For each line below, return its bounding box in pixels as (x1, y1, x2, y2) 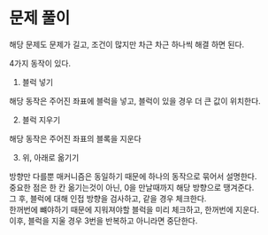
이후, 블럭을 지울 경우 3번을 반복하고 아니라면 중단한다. (9, 215, 198, 226)
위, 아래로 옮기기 (21, 152, 80, 162)
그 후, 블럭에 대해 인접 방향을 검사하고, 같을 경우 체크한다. (9, 192, 207, 204)
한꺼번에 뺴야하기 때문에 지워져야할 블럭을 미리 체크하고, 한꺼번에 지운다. (9, 204, 259, 215)
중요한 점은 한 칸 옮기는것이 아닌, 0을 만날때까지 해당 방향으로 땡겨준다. (9, 182, 255, 192)
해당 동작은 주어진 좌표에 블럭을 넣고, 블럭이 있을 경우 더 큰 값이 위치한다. (9, 95, 261, 106)
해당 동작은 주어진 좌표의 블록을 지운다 (9, 133, 142, 144)
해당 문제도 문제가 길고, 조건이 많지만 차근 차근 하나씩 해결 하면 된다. (9, 39, 245, 50)
